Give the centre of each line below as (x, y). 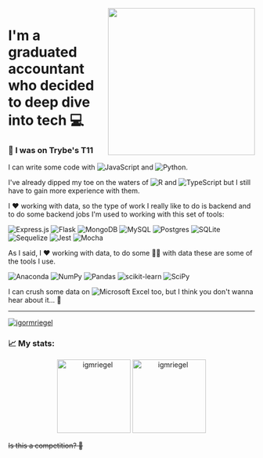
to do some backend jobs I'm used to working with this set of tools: (116, 214)
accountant (46, 69)
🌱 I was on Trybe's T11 (51, 151)
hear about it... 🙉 (35, 300)
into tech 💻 (46, 120)
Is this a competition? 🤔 (46, 445)
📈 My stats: (31, 343)
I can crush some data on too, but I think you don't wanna (131, 292)
